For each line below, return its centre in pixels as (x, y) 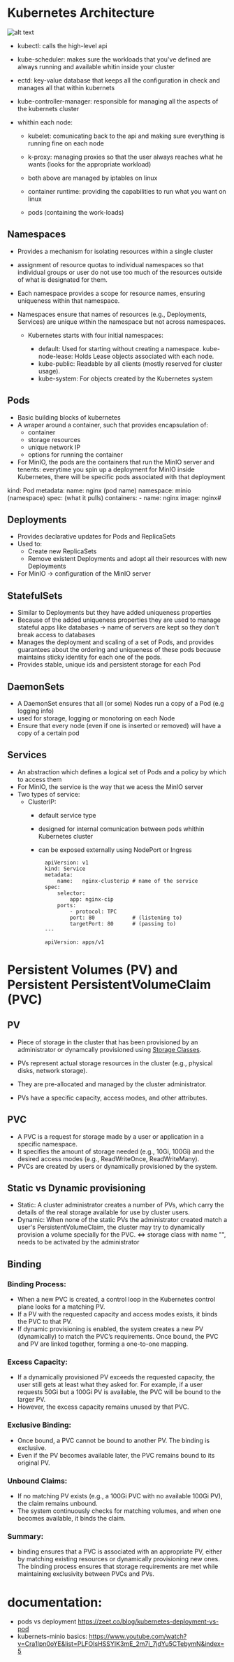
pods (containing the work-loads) (76, 212)
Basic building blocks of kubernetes (69, 417)
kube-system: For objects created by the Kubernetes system (125, 378)
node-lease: (56, 356)
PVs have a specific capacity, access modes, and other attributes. (112, 1098)
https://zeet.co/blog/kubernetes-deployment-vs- (148, 1621)
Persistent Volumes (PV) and (93, 969)
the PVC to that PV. (45, 1322)
